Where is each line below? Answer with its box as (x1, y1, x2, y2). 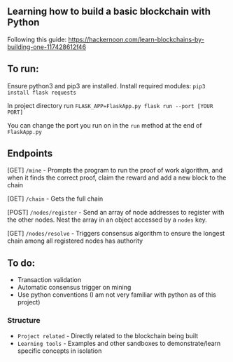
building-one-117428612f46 (7, 42, 86, 51)
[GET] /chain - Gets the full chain (7, 194, 104, 203)
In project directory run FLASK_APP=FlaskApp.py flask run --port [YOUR (7, 101, 213, 109)
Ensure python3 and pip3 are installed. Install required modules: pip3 (7, 81, 206, 90)
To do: (7, 257, 36, 269)
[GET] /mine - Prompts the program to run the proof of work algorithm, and (7, 166, 223, 175)
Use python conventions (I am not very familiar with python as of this (17, 290, 217, 299)
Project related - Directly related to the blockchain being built (17, 331, 199, 340)
